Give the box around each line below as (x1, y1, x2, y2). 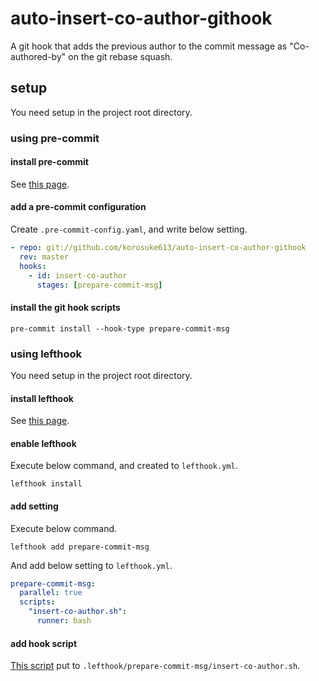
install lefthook (10, 392, 74, 404)
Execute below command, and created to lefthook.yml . (10, 460, 238, 472)
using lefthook (10, 347, 82, 361)
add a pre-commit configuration (10, 201, 147, 213)
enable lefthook (10, 437, 77, 449)
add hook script (10, 637, 78, 649)
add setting (10, 500, 59, 512)
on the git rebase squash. (68, 50, 173, 62)
